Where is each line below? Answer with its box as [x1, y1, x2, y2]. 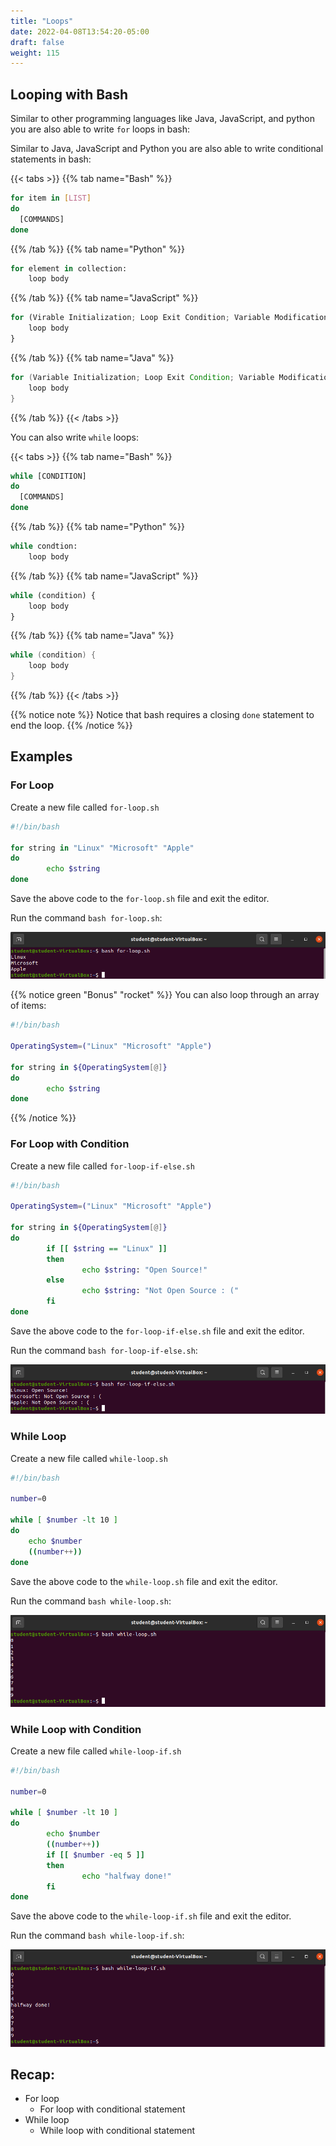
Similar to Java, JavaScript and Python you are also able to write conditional [10, 143, 324, 155]
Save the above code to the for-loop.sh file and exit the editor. [10, 893, 270, 904]
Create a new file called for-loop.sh [10, 801, 160, 813]
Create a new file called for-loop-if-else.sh [10, 1160, 195, 1172]
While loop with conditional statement [39, 2125, 196, 2137]
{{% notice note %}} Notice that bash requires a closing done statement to [10, 709, 315, 721]
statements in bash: [10, 153, 92, 165]
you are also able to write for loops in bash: [10, 123, 191, 135]
